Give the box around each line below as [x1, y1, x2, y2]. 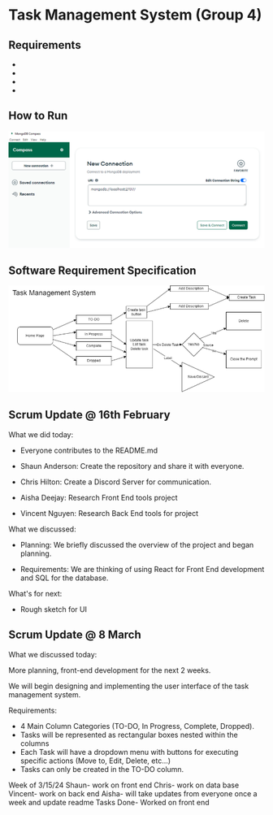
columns [19, 738, 50, 748]
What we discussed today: [8, 649, 97, 659]
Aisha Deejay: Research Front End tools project [19, 492, 178, 502]
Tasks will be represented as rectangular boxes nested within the [19, 730, 238, 739]
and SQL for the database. [19, 573, 109, 583]
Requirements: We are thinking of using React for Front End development [19, 564, 265, 574]
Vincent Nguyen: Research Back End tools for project [19, 508, 199, 518]
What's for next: [8, 588, 63, 598]
